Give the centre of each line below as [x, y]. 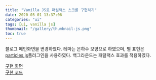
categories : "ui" [24, 19]
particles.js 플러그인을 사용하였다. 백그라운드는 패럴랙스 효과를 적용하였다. [78, 55]
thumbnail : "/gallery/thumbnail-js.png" [49, 29]
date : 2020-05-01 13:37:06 [34, 15]
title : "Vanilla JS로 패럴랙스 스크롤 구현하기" [51, 10]
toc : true [16, 34]
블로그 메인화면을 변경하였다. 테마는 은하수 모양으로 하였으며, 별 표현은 [75, 49]
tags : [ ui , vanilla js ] [30, 24]
